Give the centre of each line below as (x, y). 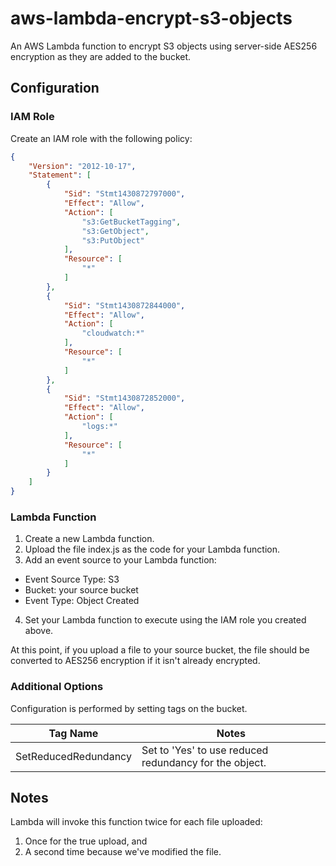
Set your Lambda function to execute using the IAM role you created (165, 620)
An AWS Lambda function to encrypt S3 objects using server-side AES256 (164, 46)
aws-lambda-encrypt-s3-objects (151, 18)
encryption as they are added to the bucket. (101, 56)
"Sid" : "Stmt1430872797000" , (124, 194)
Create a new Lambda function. (89, 539)
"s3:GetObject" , (115, 231)
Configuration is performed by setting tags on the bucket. (129, 708)
